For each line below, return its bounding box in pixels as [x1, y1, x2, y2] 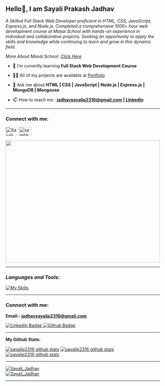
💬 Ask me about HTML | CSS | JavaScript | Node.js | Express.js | [12, 82, 145, 88]
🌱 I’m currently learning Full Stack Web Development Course [12, 63, 137, 68]
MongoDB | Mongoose [12, 87, 60, 93]
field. [5, 44, 16, 49]
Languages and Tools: [5, 274, 60, 281]
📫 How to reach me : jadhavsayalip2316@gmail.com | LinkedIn [12, 96, 144, 103]
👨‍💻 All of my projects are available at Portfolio [12, 72, 105, 78]
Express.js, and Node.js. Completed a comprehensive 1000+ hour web [5, 23, 148, 29]
